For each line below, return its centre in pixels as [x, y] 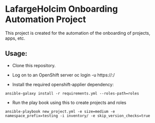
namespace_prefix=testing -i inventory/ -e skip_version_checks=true [78, 116]
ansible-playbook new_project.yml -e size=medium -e [60, 111]
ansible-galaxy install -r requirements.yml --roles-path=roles [72, 93]
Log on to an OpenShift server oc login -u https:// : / [64, 75]
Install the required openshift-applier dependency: [63, 84]
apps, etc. [15, 38]
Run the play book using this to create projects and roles [69, 102]
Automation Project [46, 19]
